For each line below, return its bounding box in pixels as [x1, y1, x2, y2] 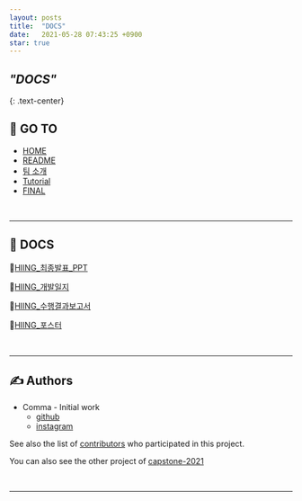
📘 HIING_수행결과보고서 [9, 300, 92, 311]
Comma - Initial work [22, 401, 101, 412]
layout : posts [9, 13, 63, 22]
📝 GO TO [9, 121, 58, 137]
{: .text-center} [9, 95, 65, 106]
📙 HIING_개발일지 [9, 281, 70, 292]
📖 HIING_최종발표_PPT [9, 262, 88, 273]
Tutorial [22, 175, 51, 186]
